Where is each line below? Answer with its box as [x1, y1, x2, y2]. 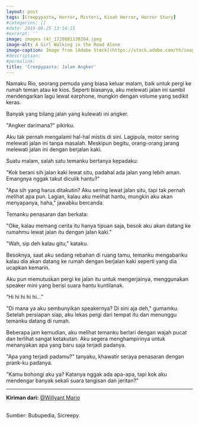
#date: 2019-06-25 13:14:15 [6, 25, 76, 31]
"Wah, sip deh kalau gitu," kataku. [6, 240, 89, 247]
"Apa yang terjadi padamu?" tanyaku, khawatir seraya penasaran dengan [6, 353, 185, 360]
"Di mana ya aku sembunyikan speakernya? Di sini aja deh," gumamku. [6, 305, 179, 312]
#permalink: [6, 58, 36, 64]
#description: [6, 53, 41, 59]
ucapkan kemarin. [6, 264, 50, 271]
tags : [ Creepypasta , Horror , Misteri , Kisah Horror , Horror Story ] [6, 14, 176, 20]
